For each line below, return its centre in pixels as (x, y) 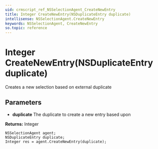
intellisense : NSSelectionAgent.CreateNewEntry (55, 19)
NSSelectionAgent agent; (31, 133)
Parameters (23, 102)
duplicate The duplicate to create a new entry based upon (72, 114)
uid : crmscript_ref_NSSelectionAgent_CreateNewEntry (60, 10)
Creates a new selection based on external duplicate (58, 87)
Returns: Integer (22, 124)
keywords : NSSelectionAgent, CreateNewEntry (51, 23)
